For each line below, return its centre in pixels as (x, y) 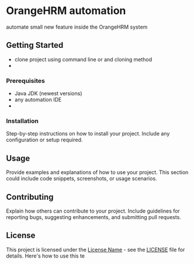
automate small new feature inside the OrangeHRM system (77, 27)
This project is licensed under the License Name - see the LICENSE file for (96, 249)
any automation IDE (38, 100)
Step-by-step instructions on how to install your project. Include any (88, 134)
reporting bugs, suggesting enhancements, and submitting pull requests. (93, 217)
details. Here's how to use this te (46, 256)
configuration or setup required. (44, 140)
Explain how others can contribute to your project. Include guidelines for (93, 211)
